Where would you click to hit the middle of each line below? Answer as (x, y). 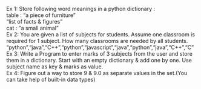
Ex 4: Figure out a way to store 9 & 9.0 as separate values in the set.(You (97, 73)
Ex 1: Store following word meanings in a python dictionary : (81, 9)
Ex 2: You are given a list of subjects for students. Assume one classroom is (101, 35)
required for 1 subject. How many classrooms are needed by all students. (97, 41)
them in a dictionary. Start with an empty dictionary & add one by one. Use (99, 60)
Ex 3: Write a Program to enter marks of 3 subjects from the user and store (99, 54)
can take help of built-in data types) (51, 79)
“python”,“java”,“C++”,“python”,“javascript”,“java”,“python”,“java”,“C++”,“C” (100, 47)
